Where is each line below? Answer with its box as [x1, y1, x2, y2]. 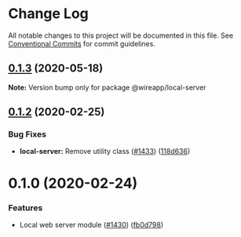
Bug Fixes [8, 129, 47, 140]
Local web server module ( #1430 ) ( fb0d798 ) [19, 220, 164, 229]
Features [8, 202, 43, 213]
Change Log [8, 5, 89, 23]
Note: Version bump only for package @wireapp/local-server [8, 82, 206, 92]
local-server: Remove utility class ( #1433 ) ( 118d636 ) [19, 147, 191, 156]
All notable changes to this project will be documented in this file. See [8, 31, 234, 40]
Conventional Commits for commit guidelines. [8, 38, 155, 48]
